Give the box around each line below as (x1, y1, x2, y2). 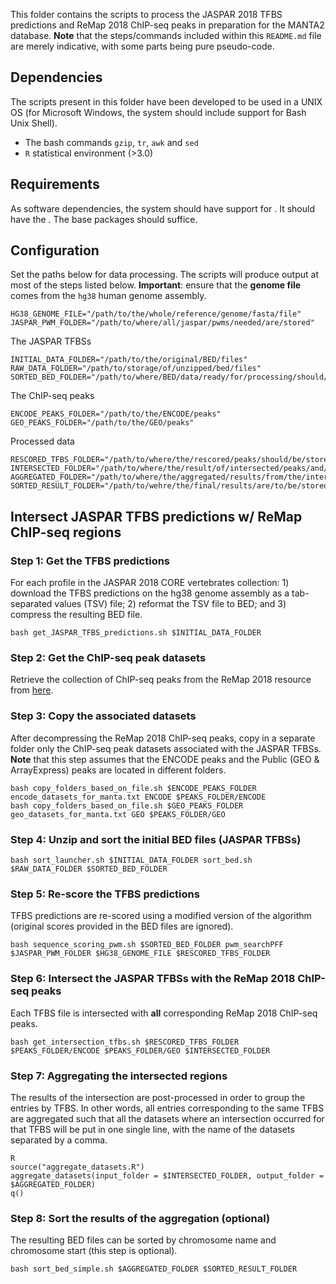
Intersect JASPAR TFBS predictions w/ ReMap (10, 508, 303, 525)
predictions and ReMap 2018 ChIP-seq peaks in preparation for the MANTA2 (10, 19, 325, 31)
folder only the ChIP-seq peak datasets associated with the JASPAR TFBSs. (10, 742, 322, 754)
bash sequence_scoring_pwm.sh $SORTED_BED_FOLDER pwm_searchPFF (10, 940, 284, 950)
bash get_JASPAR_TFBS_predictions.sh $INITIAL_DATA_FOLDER (10, 628, 262, 638)
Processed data (10, 435, 75, 448)
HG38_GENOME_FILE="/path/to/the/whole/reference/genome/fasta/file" (10, 309, 302, 319)
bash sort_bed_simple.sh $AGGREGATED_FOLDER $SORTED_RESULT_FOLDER (10, 1264, 298, 1274)
